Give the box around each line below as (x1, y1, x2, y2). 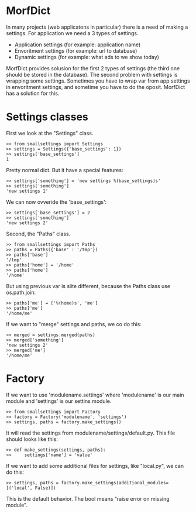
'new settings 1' (6, 188, 49, 194)
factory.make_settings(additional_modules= (61, 480, 169, 485)
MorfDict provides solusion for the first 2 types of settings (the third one (6, 64, 180, 71)
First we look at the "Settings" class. (6, 129, 94, 136)
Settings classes (6, 110, 89, 124)
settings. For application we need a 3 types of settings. (6, 29, 139, 36)
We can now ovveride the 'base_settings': (6, 198, 107, 206)
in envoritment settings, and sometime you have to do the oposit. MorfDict (6, 83, 185, 90)
